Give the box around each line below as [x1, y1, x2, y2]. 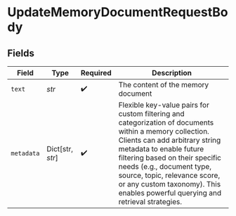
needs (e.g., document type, [118, 162, 212, 171]
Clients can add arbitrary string [118, 135, 221, 145]
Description [152, 68, 192, 77]
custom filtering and [118, 109, 185, 118]
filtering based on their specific [118, 153, 221, 163]
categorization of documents [118, 117, 214, 127]
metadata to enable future [118, 144, 204, 153]
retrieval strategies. [118, 197, 183, 206]
